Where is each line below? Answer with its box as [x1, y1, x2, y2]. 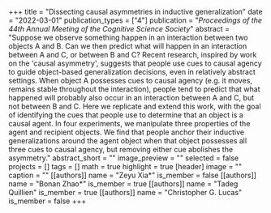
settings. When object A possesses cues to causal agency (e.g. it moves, [8, 76, 253, 85]
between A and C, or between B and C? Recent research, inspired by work [8, 50, 257, 59]
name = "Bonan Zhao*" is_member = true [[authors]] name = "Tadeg [8, 179, 239, 189]
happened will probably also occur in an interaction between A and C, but [8, 93, 254, 102]
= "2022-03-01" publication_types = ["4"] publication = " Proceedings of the [8, 15, 262, 25]
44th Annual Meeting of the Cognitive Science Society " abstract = [8, 24, 230, 33]
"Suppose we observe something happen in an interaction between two [8, 32, 249, 42]
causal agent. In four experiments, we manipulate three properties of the [8, 119, 251, 128]
